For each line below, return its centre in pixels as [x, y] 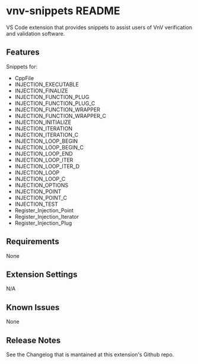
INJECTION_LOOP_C [40, 178]
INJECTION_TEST [36, 204]
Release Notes [33, 340]
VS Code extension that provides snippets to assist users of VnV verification [99, 27]
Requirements [33, 242]
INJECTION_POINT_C [41, 197]
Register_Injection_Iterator [47, 216]
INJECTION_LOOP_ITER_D [47, 166]
